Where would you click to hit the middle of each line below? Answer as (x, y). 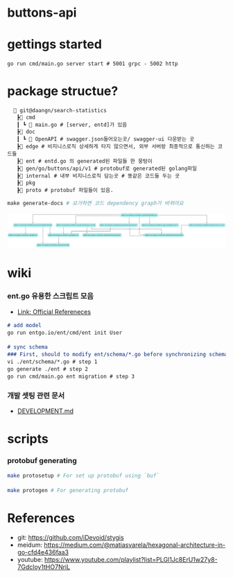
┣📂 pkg (26, 183)
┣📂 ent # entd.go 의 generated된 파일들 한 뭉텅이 (84, 161)
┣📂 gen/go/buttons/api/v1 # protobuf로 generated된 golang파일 (107, 169)
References (41, 518)
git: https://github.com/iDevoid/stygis (70, 537)
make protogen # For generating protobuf (68, 491)
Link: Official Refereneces (54, 312)
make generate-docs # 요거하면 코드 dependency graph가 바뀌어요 (95, 203)
